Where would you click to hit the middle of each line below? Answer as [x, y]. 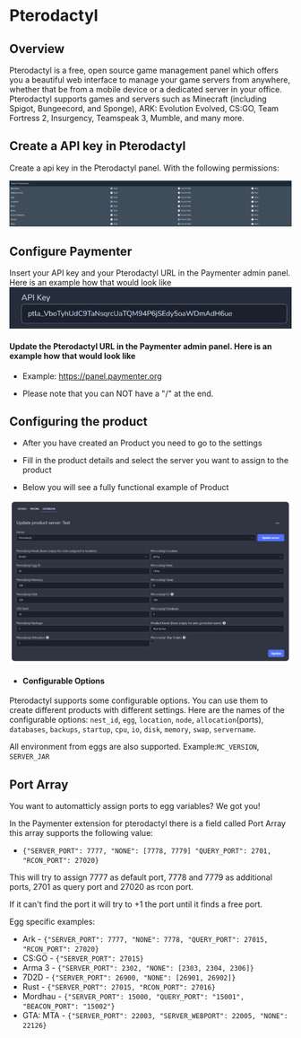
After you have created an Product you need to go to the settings [142, 443]
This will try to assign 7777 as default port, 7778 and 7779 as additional [141, 877]
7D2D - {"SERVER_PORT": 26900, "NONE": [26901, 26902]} [129, 977]
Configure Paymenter [71, 251]
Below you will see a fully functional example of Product [125, 488]
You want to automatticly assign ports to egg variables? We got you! [135, 806]
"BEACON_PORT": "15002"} [69, 1007]
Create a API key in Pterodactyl [98, 146]
